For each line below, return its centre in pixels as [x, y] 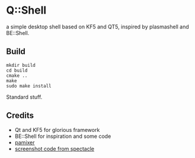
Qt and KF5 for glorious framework [57, 130]
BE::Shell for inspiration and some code [63, 136]
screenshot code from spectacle [55, 149]
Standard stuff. [24, 97]
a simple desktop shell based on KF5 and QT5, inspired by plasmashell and [98, 27]
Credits [20, 116]
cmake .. [17, 75]
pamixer [25, 142]
